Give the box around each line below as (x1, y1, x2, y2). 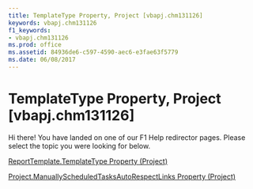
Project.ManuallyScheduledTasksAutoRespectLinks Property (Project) (8, 172, 236, 181)
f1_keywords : (8, 26, 51, 34)
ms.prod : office (8, 41, 62, 49)
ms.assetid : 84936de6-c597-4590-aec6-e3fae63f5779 (8, 48, 179, 56)
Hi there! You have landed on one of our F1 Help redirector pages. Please (8, 132, 246, 142)
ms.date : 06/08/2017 (8, 56, 77, 64)
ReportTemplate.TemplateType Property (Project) (8, 156, 168, 166)
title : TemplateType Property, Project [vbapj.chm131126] (8, 11, 203, 20)
